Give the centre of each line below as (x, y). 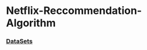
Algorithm (31, 23)
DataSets (20, 41)
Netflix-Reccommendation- (74, 11)
